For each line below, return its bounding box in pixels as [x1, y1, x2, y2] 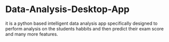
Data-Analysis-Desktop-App [5, 4, 130, 15]
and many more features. [5, 31, 58, 37]
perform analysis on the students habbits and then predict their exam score [5, 25, 164, 31]
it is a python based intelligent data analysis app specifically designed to [5, 20, 158, 26]
